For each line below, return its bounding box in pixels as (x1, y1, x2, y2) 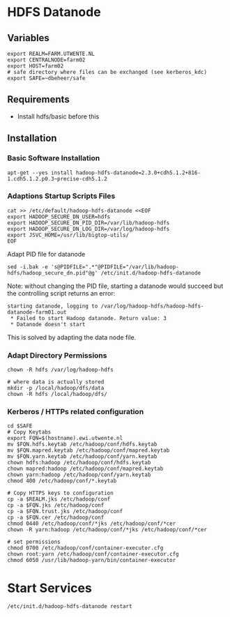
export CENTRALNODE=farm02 (7, 56, 86, 63)
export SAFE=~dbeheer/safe (7, 75, 86, 82)
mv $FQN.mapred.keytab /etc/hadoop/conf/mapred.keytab (7, 447, 170, 454)
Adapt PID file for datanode (7, 250, 86, 258)
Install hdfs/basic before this (17, 112, 100, 121)
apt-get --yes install (7, 169, 73, 176)
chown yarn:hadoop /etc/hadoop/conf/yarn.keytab (7, 471, 151, 478)
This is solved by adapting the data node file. (7, 333, 137, 342)
